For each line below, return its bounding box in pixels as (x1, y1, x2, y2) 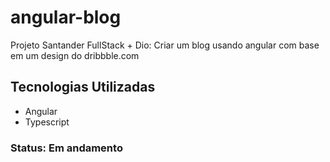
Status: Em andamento (10, 141, 123, 155)
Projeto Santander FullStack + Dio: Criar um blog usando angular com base (10, 39, 320, 51)
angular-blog (10, 6, 122, 29)
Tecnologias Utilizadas (10, 79, 156, 96)
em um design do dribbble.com (10, 49, 140, 61)
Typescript (24, 116, 70, 128)
